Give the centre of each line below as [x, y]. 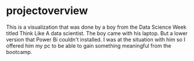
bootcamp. [19, 52]
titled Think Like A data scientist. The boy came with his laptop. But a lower [97, 33]
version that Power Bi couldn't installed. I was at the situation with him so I [96, 39]
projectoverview [47, 11]
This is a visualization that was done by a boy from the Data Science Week [96, 27]
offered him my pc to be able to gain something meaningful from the [89, 46]
